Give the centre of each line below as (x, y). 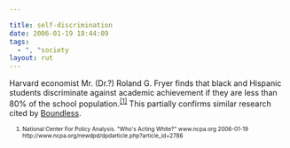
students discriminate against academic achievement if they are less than (143, 93)
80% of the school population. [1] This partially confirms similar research (141, 103)
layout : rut (31, 58)
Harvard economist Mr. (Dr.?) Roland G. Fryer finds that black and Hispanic (145, 83)
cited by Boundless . (45, 113)
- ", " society (43, 50)
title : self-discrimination (61, 25)
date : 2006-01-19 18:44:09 (59, 33)
